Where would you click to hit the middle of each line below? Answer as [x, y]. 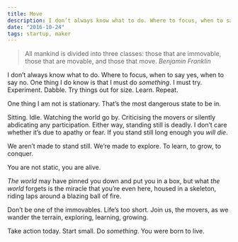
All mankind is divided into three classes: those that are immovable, [123, 54]
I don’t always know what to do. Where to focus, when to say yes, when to [116, 75]
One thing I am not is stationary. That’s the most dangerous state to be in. [114, 104]
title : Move [25, 14]
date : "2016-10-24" [36, 27]
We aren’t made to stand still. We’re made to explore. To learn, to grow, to [114, 146]
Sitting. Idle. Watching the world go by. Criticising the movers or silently [112, 117]
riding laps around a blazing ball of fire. [64, 196]
